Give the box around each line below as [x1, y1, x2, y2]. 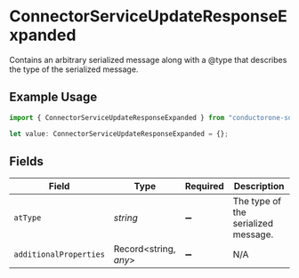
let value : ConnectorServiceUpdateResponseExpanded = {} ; [9, 129, 229, 139]
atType [13, 213, 42, 223]
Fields [9, 154, 44, 169]
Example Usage [9, 90, 98, 105]
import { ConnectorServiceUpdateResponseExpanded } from [9, 113, 225, 122]
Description [233, 180, 285, 193]
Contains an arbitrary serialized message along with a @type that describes [9, 54, 287, 65]
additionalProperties [13, 250, 105, 259]
